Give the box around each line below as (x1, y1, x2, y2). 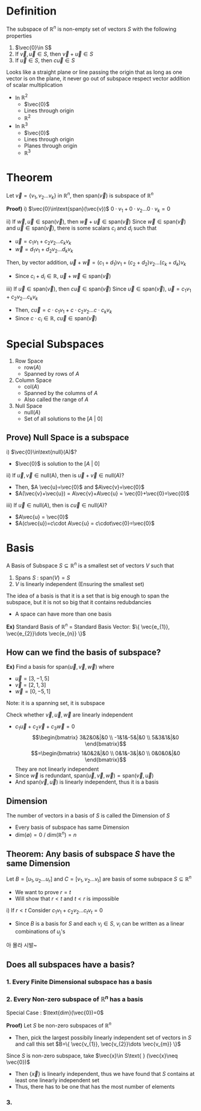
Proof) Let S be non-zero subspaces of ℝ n (6, 1021, 112, 1029)
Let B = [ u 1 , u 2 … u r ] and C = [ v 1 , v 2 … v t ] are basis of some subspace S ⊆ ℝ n (6, 874, 192, 884)
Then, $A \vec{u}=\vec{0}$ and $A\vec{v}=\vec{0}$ (14, 483, 144, 491)
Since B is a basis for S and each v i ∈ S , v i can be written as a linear (14, 919, 185, 929)
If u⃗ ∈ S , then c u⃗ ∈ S (14, 56, 75, 64)
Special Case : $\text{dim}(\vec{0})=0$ (6, 1009, 104, 1016)
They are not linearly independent (14, 765, 99, 773)
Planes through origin (23, 142, 78, 149)
